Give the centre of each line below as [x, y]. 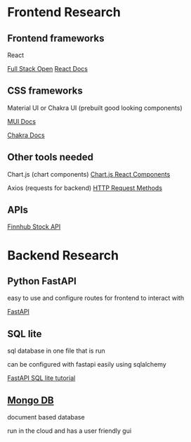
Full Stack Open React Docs [47, 69]
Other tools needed [50, 157]
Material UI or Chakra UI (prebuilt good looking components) [95, 108]
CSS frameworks [45, 91]
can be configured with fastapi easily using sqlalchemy [87, 365]
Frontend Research [64, 12]
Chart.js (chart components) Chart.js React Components [89, 174]
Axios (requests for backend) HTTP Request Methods [85, 188]
